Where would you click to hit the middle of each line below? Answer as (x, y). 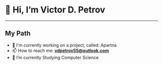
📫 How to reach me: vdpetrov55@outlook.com (60, 51)
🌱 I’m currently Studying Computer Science (55, 57)
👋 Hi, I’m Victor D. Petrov (55, 10)
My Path (18, 33)
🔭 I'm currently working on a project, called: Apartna (64, 45)
